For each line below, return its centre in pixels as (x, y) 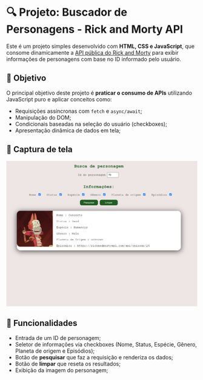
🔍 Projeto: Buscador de (67, 12)
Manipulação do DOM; (43, 117)
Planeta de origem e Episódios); (55, 351)
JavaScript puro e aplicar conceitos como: (59, 99)
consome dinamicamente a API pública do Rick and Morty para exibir (92, 52)
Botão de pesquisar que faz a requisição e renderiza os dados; (94, 357)
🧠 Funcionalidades (42, 323)
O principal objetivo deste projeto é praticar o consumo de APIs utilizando (99, 93)
